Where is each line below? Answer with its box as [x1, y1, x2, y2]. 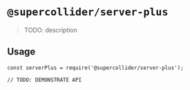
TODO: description [23, 26, 78, 34]
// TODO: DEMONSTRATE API [7, 76, 82, 83]
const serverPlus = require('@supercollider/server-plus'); [7, 64, 184, 71]
